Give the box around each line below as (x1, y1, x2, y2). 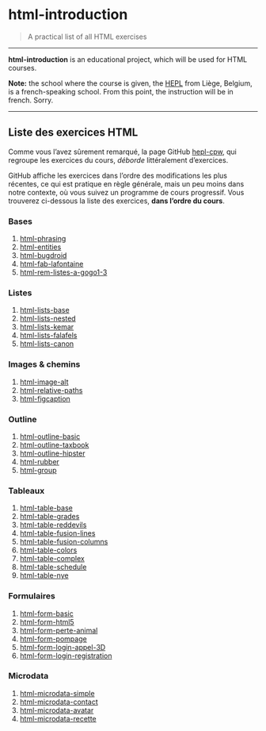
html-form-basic (19, 609, 74, 618)
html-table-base (19, 503, 73, 513)
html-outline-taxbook (19, 440, 89, 449)
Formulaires (8, 591, 55, 602)
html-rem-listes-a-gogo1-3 (19, 267, 108, 277)
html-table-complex (19, 554, 85, 564)
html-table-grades (19, 512, 80, 521)
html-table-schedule (19, 562, 87, 572)
